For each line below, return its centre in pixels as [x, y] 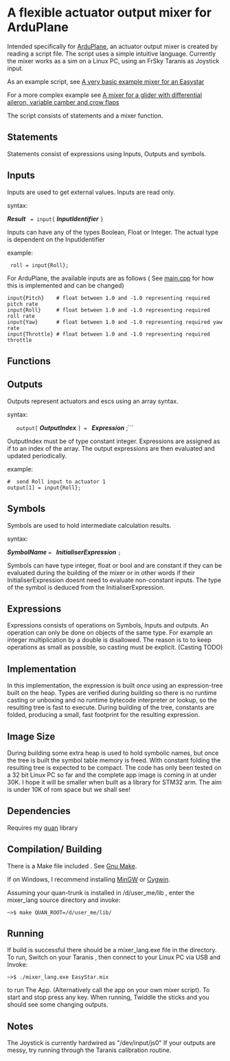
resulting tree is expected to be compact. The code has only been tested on [114, 768]
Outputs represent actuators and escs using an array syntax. [93, 401]
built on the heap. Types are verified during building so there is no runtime [112, 693]
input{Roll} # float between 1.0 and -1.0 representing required [109, 310]
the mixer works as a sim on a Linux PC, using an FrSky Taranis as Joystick [113, 61]
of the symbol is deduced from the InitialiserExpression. [86, 587]
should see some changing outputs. [58, 1005]
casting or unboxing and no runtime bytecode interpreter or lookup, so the [112, 700]
